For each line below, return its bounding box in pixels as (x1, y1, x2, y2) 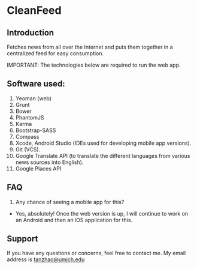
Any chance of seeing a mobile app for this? (15, 198, 125, 205)
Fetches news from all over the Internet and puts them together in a (7, 43, 173, 50)
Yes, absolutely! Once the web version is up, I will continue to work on (15, 210, 189, 217)
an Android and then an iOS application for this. (15, 216, 133, 223)
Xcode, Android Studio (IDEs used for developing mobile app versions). (15, 139, 192, 147)
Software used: (7, 79, 65, 89)
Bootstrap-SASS (15, 127, 56, 134)
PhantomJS (15, 113, 44, 121)
